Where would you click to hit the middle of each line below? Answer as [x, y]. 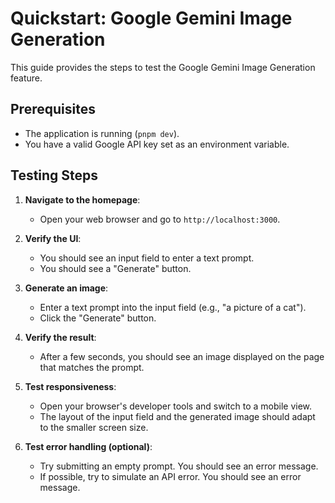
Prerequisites [53, 109]
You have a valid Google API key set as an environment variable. [157, 144]
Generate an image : [66, 288]
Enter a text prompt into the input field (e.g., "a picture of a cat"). [173, 307]
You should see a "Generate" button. [115, 268]
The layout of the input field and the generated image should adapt [177, 416]
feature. [26, 78]
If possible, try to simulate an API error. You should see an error [170, 476]
